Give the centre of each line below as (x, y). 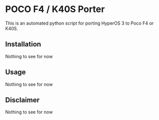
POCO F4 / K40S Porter (55, 9)
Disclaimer (22, 100)
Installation (23, 44)
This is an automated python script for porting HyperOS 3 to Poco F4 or (79, 23)
